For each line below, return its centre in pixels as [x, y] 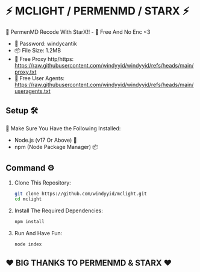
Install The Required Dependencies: [59, 210]
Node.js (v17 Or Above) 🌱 [45, 140]
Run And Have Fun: [38, 233]
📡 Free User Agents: [39, 78]
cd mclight [28, 199]
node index [28, 244]
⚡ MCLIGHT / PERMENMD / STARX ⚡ [98, 11]
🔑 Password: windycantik [45, 43]
